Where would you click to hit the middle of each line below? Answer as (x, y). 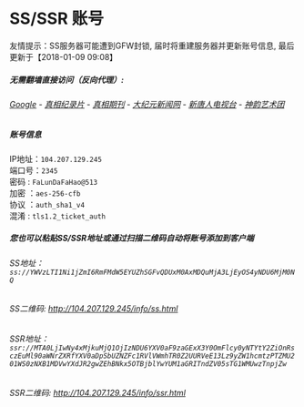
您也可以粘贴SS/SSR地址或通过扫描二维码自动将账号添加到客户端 (132, 239)
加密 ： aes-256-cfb (45, 193)
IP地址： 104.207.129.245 (56, 158)
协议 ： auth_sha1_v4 (47, 204)
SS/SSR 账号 (57, 19)
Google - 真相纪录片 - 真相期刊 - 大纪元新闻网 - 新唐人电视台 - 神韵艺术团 (147, 104)
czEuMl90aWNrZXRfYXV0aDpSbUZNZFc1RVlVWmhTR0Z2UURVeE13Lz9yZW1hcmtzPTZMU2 (152, 356)
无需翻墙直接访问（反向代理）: (67, 79)
